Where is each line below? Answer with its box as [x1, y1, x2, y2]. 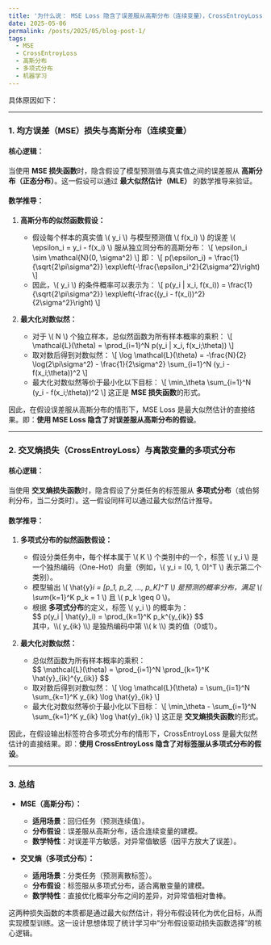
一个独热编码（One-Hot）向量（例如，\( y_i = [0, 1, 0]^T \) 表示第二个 [31, 562, 262, 572]
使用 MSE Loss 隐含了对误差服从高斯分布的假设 [36, 414, 194, 424]
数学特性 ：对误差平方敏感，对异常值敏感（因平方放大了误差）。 [31, 836, 241, 846]
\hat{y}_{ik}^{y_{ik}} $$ [31, 674, 110, 683]
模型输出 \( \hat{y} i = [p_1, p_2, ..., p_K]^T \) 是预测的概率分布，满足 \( [31, 582, 263, 592]
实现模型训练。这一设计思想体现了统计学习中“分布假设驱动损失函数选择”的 [8, 918, 256, 927]
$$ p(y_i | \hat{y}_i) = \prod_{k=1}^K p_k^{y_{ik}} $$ [31, 611, 204, 622]
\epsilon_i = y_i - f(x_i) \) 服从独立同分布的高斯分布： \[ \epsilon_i [31, 242, 248, 252]
